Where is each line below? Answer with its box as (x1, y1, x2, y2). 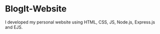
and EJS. (5, 24, 23, 30)
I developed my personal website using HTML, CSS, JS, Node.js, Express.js (5, 19, 156, 25)
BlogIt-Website (5, 3, 67, 14)
